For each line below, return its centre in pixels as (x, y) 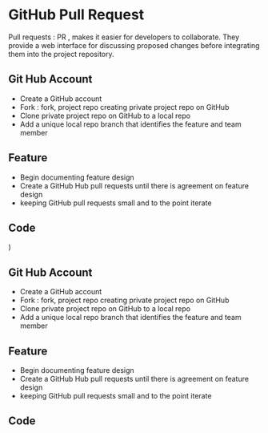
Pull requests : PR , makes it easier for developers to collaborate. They (124, 37)
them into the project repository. (61, 54)
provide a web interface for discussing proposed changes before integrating (134, 45)
